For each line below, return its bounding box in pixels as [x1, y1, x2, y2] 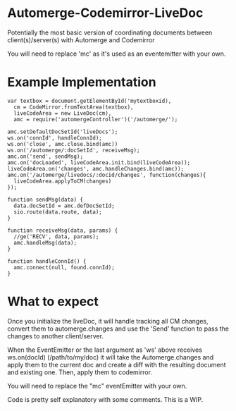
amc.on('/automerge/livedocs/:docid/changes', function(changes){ [7, 171, 206, 178]
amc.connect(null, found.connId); [13, 264, 115, 271]
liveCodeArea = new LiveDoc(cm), [13, 109, 112, 117]
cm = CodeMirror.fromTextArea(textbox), [13, 104, 134, 111]
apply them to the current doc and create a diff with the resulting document [7, 360, 227, 369]
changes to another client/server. [7, 331, 104, 340]
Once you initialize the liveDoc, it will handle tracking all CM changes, [7, 317, 209, 325]
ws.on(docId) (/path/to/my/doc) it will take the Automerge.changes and [7, 352, 213, 361]
